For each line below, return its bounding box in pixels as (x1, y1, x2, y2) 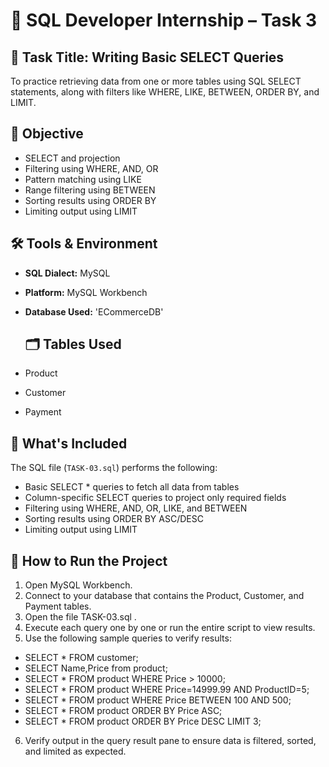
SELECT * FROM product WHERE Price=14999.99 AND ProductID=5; (24, 684, 310, 696)
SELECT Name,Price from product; (24, 662, 168, 674)
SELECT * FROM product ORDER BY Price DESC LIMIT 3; (24, 715, 262, 728)
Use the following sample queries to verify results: (24, 632, 232, 644)
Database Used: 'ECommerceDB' (24, 305, 164, 318)
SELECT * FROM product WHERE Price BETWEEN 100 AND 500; (24, 694, 292, 706)
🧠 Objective (10, 125, 84, 143)
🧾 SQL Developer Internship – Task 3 (10, 9, 318, 32)
